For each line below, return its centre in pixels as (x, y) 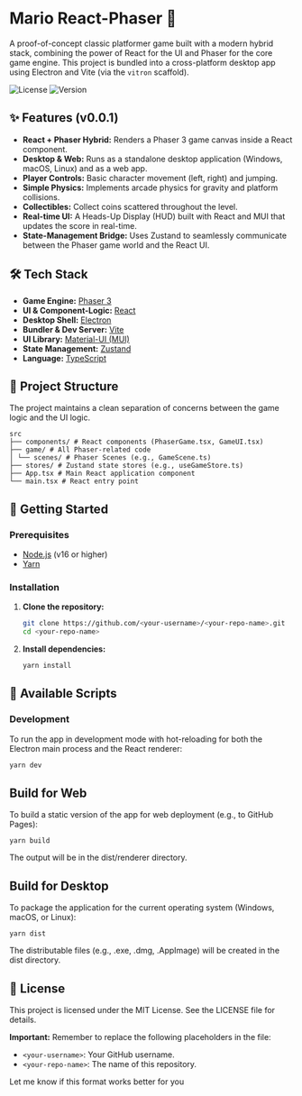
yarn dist (28, 934)
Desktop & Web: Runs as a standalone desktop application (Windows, (152, 159)
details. (23, 1019)
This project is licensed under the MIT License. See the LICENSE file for (142, 1009)
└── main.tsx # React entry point (74, 481)
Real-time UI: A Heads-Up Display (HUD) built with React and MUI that (154, 216)
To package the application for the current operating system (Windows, (142, 908)
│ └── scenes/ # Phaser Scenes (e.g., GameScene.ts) (110, 458)
